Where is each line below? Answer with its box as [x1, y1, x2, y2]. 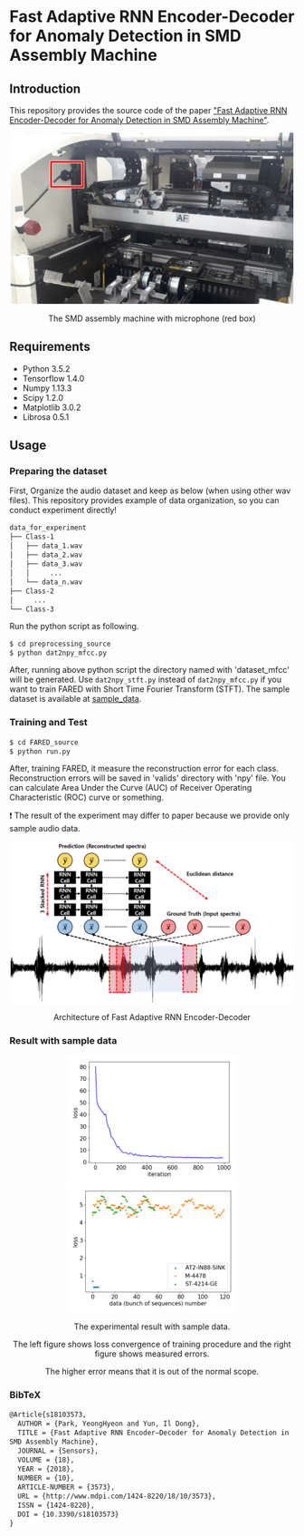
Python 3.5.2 [22, 363, 71, 374]
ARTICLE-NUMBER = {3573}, [17, 1483, 116, 1492]
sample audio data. [9, 822, 81, 833]
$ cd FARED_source [9, 737, 79, 747]
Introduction [9, 81, 81, 96]
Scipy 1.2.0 [22, 392, 64, 403]
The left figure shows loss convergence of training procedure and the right [13, 1339, 291, 1350]
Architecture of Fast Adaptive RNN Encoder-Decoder [52, 1011, 252, 1022]
